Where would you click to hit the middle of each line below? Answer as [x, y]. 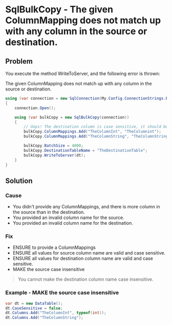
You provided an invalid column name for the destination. [73, 223]
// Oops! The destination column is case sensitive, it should [92, 127]
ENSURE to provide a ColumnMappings [54, 247]
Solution [19, 181]
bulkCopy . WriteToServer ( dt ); [55, 155]
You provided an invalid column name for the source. [68, 218]
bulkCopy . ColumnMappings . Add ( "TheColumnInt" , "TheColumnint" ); [92, 132]
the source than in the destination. [49, 212]
